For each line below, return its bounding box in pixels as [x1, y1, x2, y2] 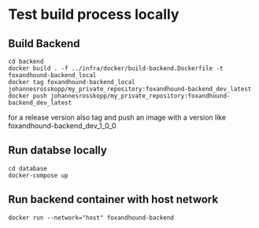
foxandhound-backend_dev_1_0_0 [8, 121, 117, 131]
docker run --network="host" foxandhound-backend [8, 214, 175, 222]
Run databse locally [8, 144, 108, 157]
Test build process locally [8, 6, 179, 24]
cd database [8, 164, 47, 172]
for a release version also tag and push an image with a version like [8, 112, 227, 122]
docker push [8, 92, 47, 100]
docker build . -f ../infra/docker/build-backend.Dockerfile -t [8, 64, 224, 72]
